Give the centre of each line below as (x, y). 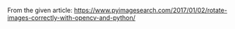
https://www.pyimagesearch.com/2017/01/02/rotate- (151, 10)
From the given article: (40, 10)
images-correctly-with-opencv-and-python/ (72, 18)
